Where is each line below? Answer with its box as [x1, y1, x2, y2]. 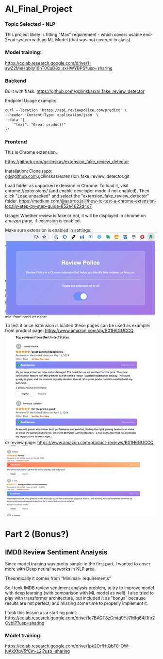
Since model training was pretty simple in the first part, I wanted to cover [5, 561, 151, 567]
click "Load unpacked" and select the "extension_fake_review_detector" [5, 193, 149, 199]
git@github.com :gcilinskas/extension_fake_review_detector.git [5, 173, 130, 179]
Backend [5, 77, 27, 84]
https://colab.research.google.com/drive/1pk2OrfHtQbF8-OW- [5, 643, 130, 649]
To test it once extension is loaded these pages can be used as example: [5, 323, 150, 329]
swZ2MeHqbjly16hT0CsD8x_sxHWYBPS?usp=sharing [5, 65, 113, 71]
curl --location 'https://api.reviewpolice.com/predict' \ [5, 108, 127, 113]
